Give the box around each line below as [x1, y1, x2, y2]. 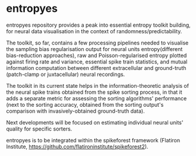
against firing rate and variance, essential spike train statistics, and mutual [6, 58, 188, 65]
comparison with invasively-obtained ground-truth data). [6, 107, 145, 114]
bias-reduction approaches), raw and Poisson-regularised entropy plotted [6, 52, 187, 59]
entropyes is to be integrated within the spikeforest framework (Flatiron [6, 136, 181, 144]
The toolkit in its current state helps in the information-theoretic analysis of [6, 82, 189, 89]
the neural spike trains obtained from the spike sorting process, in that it [6, 88, 182, 95]
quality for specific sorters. [6, 125, 72, 132]
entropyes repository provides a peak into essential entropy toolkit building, [6, 21, 191, 28]
